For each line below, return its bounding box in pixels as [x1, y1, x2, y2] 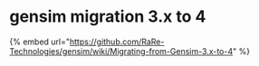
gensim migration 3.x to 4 [9, 6, 206, 27]
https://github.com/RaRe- [69, 36, 165, 47]
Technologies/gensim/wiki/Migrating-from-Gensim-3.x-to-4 [9, 45, 234, 56]
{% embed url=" [9, 36, 71, 47]
